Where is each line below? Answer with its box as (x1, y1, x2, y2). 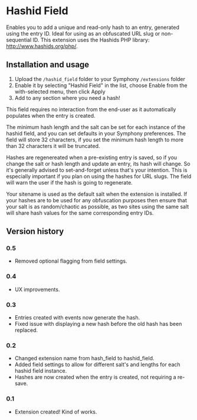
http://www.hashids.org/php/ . (6, 43, 78, 50)
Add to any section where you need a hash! (14, 94, 121, 101)
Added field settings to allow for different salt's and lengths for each (14, 361, 181, 368)
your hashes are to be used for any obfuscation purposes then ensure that (6, 196, 188, 203)
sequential (6, 36, 32, 43)
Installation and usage (6, 60, 90, 70)
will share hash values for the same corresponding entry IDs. (6, 209, 154, 217)
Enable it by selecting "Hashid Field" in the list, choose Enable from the (14, 82, 188, 89)
